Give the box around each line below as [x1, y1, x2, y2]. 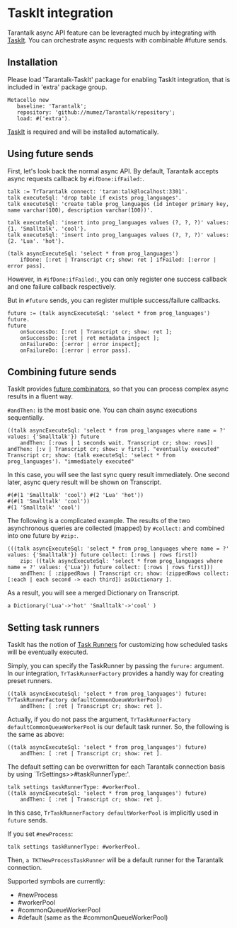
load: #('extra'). [16, 115, 71, 122]
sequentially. [7, 413, 45, 422]
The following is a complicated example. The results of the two [7, 517, 190, 525]
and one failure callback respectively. [7, 282, 117, 291]
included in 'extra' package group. [7, 83, 108, 91]
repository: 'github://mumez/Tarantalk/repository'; [16, 108, 175, 116]
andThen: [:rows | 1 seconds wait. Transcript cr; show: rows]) [20, 440, 214, 447]
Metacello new [7, 96, 50, 103]
